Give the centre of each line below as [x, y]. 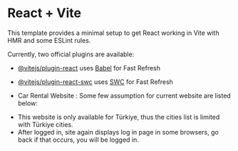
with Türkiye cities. [45, 124]
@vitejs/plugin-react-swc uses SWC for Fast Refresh [95, 82]
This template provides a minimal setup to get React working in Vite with [113, 33]
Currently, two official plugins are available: [71, 54]
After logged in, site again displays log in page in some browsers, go [118, 132]
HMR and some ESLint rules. [49, 40]
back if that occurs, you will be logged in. [78, 140]
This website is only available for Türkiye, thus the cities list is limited [119, 117]
